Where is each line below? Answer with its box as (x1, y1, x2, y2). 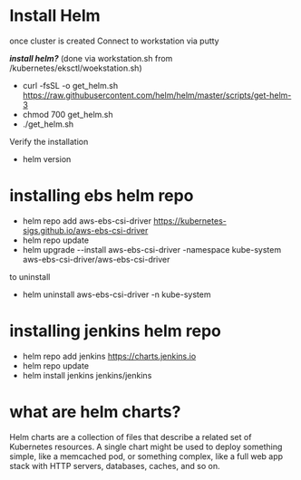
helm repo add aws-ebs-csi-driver (22, 215, 152, 226)
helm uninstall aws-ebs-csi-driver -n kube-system (22, 289, 211, 300)
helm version (22, 153, 72, 164)
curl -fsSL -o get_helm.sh (22, 80, 119, 91)
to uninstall (9, 271, 51, 282)
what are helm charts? (9, 402, 181, 422)
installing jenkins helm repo (9, 321, 222, 341)
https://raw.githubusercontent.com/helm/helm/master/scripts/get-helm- (22, 90, 292, 101)
